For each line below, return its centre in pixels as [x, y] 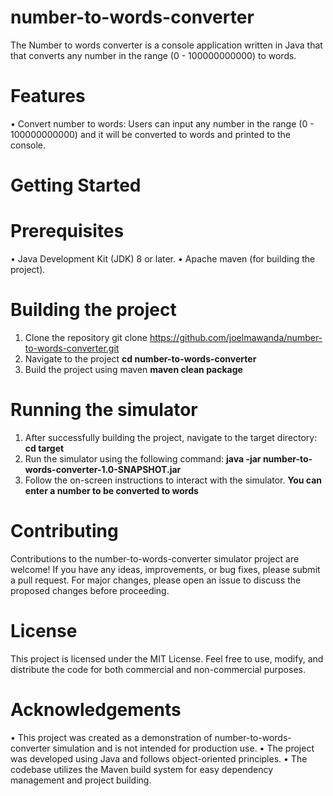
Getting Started [76, 185]
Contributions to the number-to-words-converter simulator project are [155, 558]
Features [48, 96]
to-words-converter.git [72, 348]
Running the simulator [104, 410]
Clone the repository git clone [86, 337]
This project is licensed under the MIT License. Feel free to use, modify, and [167, 658]
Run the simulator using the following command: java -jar [143, 458]
